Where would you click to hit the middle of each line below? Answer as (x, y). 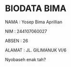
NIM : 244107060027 (26, 31)
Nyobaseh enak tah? (25, 59)
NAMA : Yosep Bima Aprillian (34, 22)
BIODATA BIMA (36, 8)
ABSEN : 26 (16, 41)
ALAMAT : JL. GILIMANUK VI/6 (36, 50)
